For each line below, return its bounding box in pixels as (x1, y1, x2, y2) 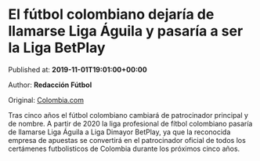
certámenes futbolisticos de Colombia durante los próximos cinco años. (8, 144, 240, 153)
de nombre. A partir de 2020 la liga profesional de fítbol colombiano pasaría (8, 119, 253, 128)
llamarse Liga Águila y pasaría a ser (8, 22, 244, 40)
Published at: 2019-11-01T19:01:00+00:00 (8, 64, 147, 74)
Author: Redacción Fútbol (8, 80, 92, 90)
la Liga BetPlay (8, 39, 106, 57)
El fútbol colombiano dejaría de (8, 5, 215, 24)
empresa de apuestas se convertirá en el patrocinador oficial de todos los (8, 135, 247, 145)
